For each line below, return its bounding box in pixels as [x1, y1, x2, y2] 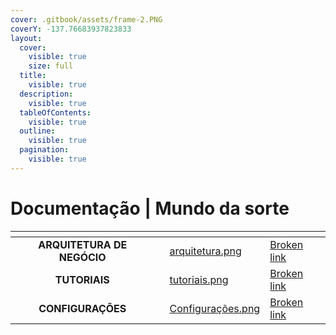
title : [19, 71, 47, 81]
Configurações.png [169, 301, 261, 315]
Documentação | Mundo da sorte [10, 197, 290, 220]
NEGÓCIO [58, 250, 107, 264]
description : [19, 89, 74, 99]
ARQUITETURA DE [38, 237, 128, 251]
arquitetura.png [169, 244, 242, 258]
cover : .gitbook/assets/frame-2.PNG [10, 14, 163, 25]
